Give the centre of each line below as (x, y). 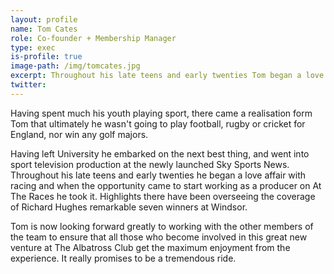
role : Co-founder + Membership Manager (93, 38)
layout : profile (44, 19)
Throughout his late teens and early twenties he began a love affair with (158, 175)
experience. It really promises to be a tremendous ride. (123, 258)
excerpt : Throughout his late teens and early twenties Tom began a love (167, 76)
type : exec (33, 47)
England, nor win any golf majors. (79, 134)
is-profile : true (46, 57)
